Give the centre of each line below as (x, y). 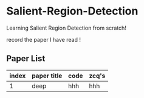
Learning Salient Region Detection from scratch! (66, 28)
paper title (47, 76)
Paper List (26, 59)
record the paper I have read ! (43, 39)
